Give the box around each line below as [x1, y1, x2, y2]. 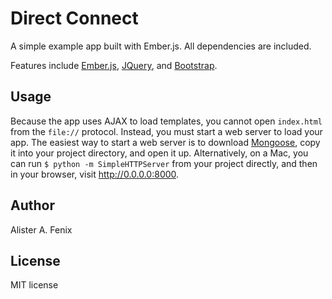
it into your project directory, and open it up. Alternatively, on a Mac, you [10, 147, 309, 159]
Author [10, 197, 55, 214]
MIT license [10, 279, 59, 291]
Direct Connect [10, 7, 139, 30]
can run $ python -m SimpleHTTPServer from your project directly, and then [10, 157, 318, 169]
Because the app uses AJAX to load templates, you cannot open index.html [10, 115, 323, 127]
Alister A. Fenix [10, 223, 73, 236]
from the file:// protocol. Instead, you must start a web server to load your [10, 125, 323, 137]
